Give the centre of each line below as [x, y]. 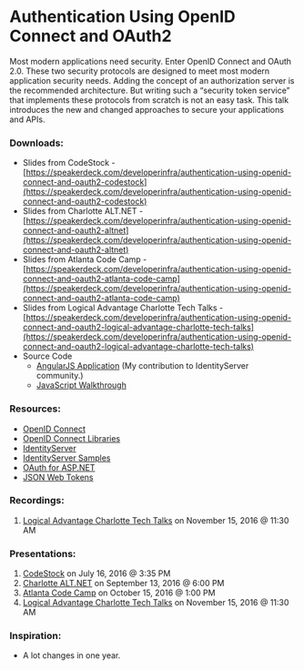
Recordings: [37, 501]
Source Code [47, 356]
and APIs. [27, 119]
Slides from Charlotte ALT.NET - [83, 211]
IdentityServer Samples [66, 458]
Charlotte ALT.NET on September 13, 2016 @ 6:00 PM [123, 584]
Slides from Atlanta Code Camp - [85, 259]
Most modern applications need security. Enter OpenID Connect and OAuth [151, 61]
